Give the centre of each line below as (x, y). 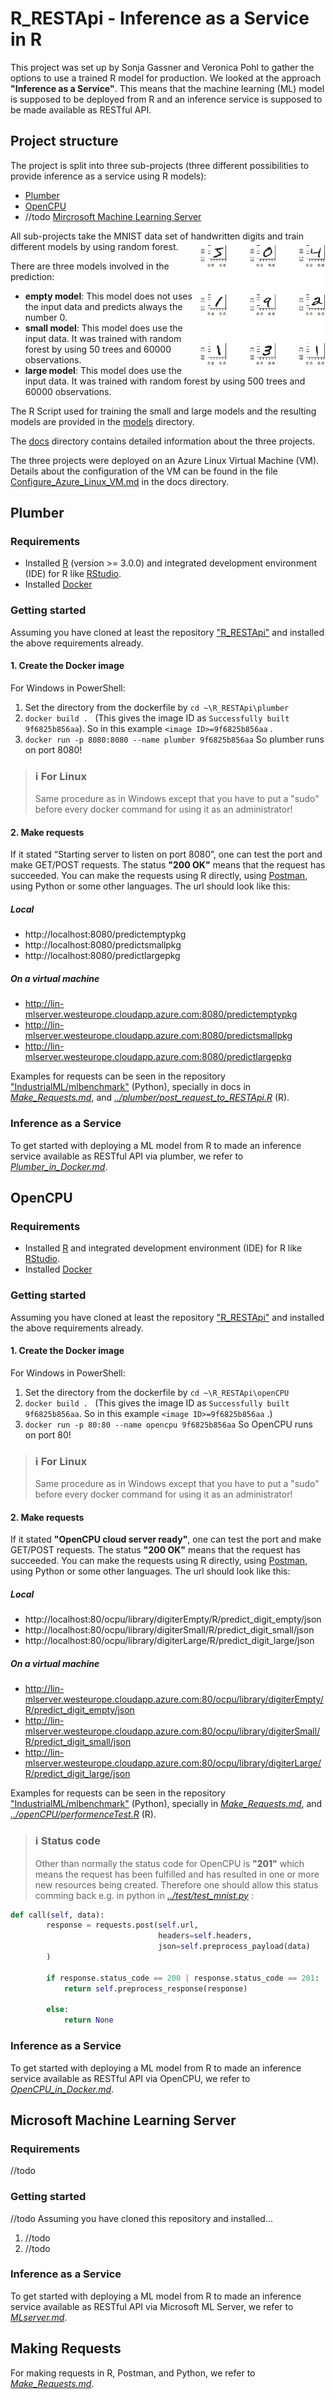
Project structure (64, 141)
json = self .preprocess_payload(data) (234, 1947)
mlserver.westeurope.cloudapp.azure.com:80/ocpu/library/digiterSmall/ (172, 1731)
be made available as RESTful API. (81, 109)
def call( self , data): (57, 1915)
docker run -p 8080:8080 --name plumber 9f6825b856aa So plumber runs (174, 739)
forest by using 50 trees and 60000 (98, 349)
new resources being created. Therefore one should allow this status (176, 1884)
